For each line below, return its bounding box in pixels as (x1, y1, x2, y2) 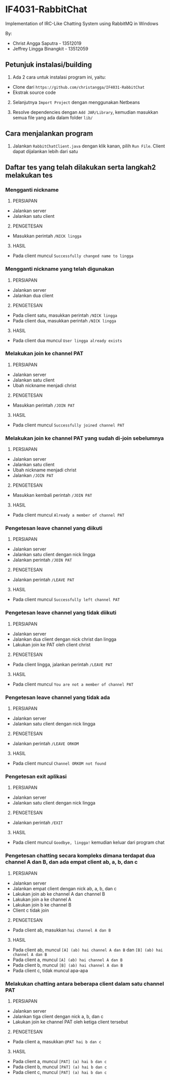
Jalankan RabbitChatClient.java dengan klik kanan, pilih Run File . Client (12, 143, 165, 149)
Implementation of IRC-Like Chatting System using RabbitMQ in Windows (5, 20, 159, 27)
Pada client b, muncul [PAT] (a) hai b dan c (12, 1064, 108, 1070)
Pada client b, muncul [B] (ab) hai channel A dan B (12, 962, 123, 968)
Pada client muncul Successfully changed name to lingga (12, 253, 133, 259)
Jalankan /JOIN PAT (12, 472, 54, 479)
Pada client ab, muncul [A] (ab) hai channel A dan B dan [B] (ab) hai (12, 946, 163, 952)
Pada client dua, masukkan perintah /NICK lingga (12, 317, 117, 323)
